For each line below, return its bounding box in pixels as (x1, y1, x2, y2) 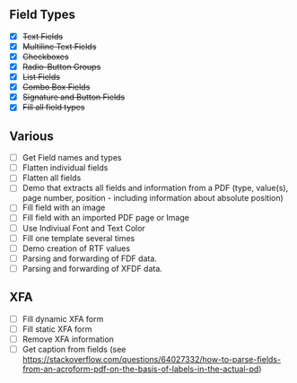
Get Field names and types (22, 152, 122, 163)
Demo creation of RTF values (22, 242, 131, 254)
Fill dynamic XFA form (22, 313, 104, 324)
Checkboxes (22, 51, 69, 62)
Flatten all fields (22, 172, 82, 183)
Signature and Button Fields (22, 91, 126, 102)
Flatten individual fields (22, 162, 109, 173)
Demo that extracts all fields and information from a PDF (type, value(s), (22, 183, 289, 194)
